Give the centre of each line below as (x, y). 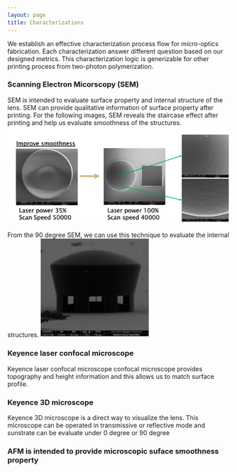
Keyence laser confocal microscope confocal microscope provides (105, 368)
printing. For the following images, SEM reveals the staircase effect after (113, 115)
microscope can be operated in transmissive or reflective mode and (106, 425)
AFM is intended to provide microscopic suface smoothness (113, 451)
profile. (18, 384)
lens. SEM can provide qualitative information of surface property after (111, 107)
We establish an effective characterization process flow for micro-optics (113, 43)
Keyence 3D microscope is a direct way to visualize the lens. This (103, 418)
